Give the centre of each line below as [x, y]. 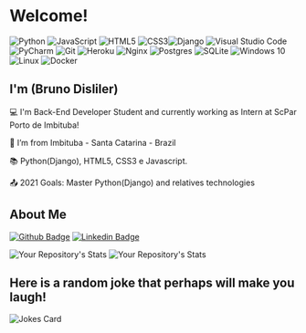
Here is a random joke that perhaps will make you [152, 282]
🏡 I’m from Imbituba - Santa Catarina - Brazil [93, 142]
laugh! [28, 297]
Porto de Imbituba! [44, 125]
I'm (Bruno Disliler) [64, 89]
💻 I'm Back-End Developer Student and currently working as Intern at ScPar [153, 111]
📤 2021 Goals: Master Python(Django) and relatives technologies [132, 182]
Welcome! [49, 16]
